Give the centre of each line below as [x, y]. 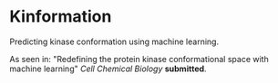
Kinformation [61, 17]
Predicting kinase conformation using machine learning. [114, 41]
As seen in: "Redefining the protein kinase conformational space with [139, 59]
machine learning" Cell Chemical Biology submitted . [108, 69]
